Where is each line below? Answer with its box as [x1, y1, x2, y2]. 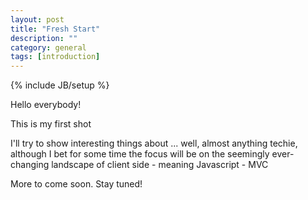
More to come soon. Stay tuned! [10, 178, 143, 190]
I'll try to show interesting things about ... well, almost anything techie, [10, 137, 298, 150]
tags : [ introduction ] [10, 52, 101, 62]
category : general [10, 42, 87, 53]
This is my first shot [10, 118, 92, 130]
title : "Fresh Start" [10, 24, 101, 34]
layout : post [10, 14, 65, 25]
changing [10, 159, 50, 171]
